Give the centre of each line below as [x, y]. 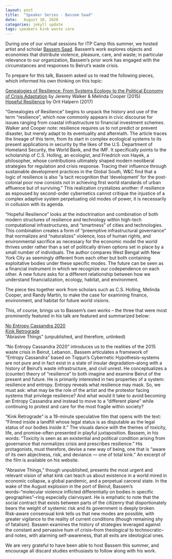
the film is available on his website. [42, 460]
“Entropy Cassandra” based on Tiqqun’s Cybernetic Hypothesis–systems [82, 357]
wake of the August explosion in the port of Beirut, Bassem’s [69, 486]
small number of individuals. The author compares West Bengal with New [83, 252]
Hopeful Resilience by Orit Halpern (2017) [49, 102]
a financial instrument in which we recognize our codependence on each [82, 269]
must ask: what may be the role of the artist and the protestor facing [78, 390]
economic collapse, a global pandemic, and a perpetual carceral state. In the [86, 481]
